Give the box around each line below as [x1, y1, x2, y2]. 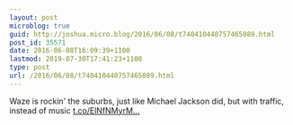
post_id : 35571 [9, 37, 67, 47]
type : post [9, 63, 50, 72]
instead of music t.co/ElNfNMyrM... [9, 104, 140, 116]
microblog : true [9, 21, 70, 30]
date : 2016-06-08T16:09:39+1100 [9, 46, 130, 55]
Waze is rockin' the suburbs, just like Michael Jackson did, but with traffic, [9, 96, 285, 106]
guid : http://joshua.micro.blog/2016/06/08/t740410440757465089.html [9, 29, 276, 38]
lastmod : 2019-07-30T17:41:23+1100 [9, 54, 143, 63]
